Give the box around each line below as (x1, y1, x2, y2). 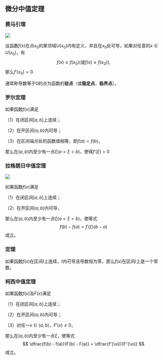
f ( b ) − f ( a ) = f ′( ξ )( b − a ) (59, 224, 108, 230)
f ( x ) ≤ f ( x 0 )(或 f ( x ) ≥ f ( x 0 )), (56, 59, 111, 66)
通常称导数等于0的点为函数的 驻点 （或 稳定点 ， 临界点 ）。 (5, 80, 119, 86)
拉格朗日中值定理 (5, 163, 46, 170)
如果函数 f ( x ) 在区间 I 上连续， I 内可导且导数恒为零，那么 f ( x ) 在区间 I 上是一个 (5, 258, 154, 264)
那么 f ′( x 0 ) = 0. (5, 69, 34, 76)
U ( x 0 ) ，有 (5, 49, 25, 57)
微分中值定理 (5, 4, 45, 13)
